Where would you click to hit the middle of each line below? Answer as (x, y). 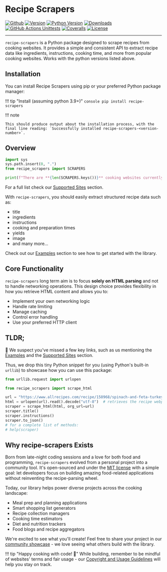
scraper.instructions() (30, 416)
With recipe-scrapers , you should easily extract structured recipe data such (83, 197)
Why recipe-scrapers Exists (49, 445)
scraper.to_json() (24, 420)
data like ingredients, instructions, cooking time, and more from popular (78, 53)
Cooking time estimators (38, 519)
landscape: (17, 493)
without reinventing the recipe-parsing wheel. (52, 478)
